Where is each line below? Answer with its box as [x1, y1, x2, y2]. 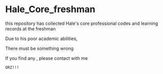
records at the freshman [5, 25, 56, 31]
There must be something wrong [5, 45, 74, 51]
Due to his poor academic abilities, [5, 35, 78, 42]
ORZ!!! [5, 65, 19, 70]
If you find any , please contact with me [5, 55, 88, 61]
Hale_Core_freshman [5, 4, 95, 15]
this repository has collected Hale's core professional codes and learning [5, 20, 158, 26]
